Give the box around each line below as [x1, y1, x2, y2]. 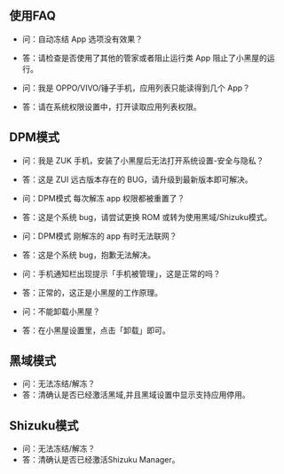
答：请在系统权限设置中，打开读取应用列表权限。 [21, 101, 201, 112]
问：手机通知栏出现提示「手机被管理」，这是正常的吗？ [21, 268, 221, 279]
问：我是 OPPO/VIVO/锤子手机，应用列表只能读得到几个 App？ [21, 83, 251, 93]
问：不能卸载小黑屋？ [21, 305, 100, 317]
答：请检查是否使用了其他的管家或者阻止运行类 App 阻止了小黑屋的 [21, 52, 268, 63]
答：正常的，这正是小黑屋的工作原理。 [21, 287, 162, 297]
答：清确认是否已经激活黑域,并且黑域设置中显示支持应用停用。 [21, 390, 250, 400]
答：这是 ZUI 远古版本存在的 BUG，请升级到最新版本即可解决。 [21, 174, 253, 185]
